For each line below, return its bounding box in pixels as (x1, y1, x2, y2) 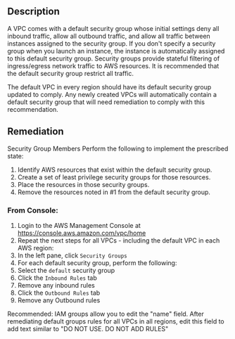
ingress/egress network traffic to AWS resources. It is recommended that (7, 61, 220, 70)
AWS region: (17, 243, 54, 252)
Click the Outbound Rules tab (17, 288, 101, 297)
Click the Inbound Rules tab (17, 274, 97, 282)
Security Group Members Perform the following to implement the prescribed (7, 144, 229, 153)
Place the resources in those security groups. (17, 180, 150, 188)
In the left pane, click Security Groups (17, 251, 128, 260)
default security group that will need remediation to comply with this (7, 98, 205, 106)
